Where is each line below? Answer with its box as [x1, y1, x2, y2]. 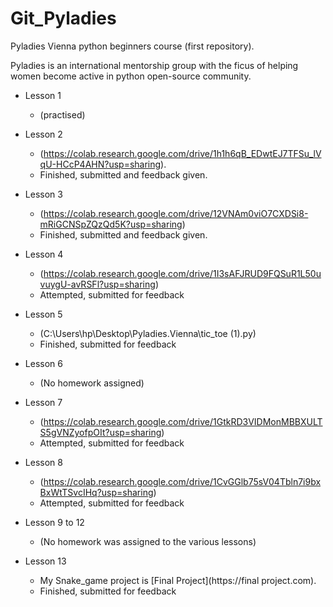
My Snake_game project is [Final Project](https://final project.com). [39, 574, 317, 586]
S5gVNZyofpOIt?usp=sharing [39, 426, 162, 438]
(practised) [39, 108, 86, 121]
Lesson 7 [24, 396, 63, 408]
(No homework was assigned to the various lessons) [39, 535, 257, 547]
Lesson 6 [24, 357, 63, 369]
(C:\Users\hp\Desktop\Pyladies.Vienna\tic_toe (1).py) [39, 327, 257, 339]
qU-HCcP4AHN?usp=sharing [39, 158, 162, 170]
